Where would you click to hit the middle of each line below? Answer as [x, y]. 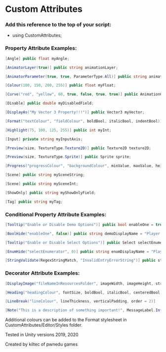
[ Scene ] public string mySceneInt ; [42, 184]
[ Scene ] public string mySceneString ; [45, 175]
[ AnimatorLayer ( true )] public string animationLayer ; [62, 67]
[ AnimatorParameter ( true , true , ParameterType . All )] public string [76, 76]
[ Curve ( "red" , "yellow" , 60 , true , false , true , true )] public [72, 94]
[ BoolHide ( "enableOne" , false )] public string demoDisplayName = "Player [83, 234]
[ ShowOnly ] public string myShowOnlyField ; [51, 193]
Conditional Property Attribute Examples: [56, 214]
